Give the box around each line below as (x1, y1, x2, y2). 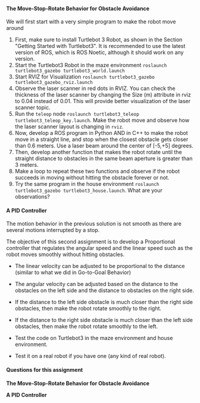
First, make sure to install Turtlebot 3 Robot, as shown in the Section (14, 36, 183, 43)
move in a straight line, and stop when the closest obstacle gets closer (14, 136, 189, 143)
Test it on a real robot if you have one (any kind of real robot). (14, 353, 166, 360)
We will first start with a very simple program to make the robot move (6, 18, 176, 25)
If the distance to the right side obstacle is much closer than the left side (14, 317, 193, 324)
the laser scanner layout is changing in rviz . (14, 123, 124, 130)
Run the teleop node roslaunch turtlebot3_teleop (14, 110, 139, 118)
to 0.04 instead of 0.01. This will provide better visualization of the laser (14, 98, 191, 105)
